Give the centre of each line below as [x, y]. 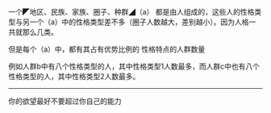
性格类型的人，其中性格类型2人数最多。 [74, 76]
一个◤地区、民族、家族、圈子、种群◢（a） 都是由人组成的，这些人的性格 [131, 12]
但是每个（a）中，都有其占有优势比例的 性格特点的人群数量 [107, 49]
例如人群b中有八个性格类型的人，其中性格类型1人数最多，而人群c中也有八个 [134, 66]
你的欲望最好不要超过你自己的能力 [65, 101]
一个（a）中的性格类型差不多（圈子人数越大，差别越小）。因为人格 [139, 22]
